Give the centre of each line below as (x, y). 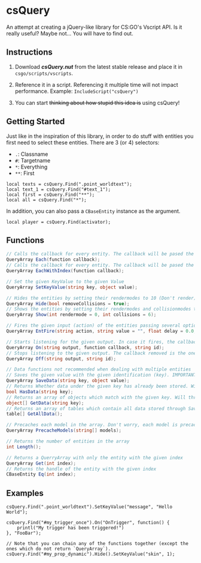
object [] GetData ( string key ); (45, 403)
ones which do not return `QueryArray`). (59, 549)
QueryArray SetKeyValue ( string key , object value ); (72, 287)
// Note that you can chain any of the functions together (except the (97, 544)
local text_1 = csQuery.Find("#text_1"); (59, 189)
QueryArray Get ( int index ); (41, 463)
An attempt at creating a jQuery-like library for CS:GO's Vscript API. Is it (94, 27)
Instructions (29, 52)
